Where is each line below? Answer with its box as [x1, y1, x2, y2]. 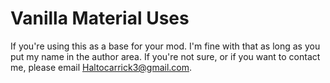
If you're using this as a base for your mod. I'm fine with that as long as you [10, 40, 321, 52]
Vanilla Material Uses [10, 7, 190, 30]
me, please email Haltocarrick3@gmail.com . [10, 61, 193, 73]
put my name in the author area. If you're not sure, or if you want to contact [10, 50, 321, 62]
